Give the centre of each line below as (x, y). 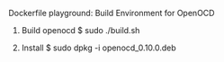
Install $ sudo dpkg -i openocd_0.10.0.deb (99, 48)
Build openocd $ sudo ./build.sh (81, 30)
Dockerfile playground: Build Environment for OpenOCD (112, 13)
